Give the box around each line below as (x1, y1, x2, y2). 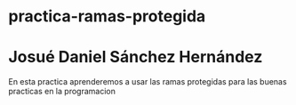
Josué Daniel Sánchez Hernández (8, 47, 263, 68)
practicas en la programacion (8, 86, 116, 97)
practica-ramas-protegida (8, 6, 206, 27)
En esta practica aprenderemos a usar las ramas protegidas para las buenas (8, 77, 287, 87)
